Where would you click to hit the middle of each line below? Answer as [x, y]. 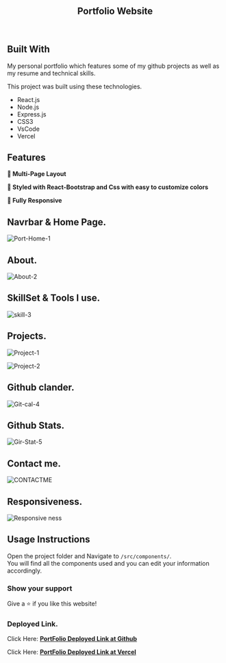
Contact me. [34, 463]
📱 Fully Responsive [35, 201]
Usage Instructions [49, 539]
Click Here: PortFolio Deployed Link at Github [72, 639]
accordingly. [25, 571]
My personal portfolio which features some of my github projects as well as [113, 66]
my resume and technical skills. [51, 73]
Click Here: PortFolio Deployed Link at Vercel [72, 652]
